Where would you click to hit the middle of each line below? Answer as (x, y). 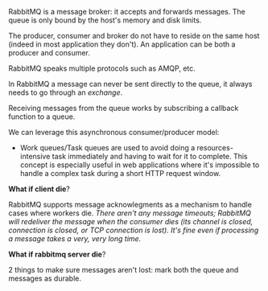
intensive (35, 156)
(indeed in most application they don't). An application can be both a (122, 44)
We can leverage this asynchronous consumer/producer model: (114, 132)
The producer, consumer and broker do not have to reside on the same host (134, 36)
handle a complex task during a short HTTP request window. (120, 173)
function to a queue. (42, 117)
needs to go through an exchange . (66, 92)
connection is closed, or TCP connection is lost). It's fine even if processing (134, 230)
